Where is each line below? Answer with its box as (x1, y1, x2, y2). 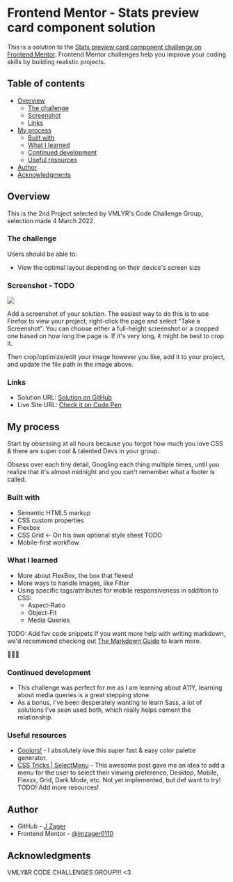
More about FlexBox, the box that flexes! (17, 571, 134, 579)
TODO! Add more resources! (17, 783, 99, 792)
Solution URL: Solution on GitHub (17, 393, 113, 402)
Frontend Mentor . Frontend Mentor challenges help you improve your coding (7, 50, 227, 59)
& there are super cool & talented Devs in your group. (7, 447, 160, 455)
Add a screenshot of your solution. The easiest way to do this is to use (7, 310, 209, 318)
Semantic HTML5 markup (17, 508, 91, 517)
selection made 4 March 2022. (7, 216, 95, 225)
